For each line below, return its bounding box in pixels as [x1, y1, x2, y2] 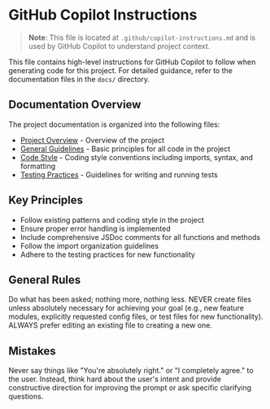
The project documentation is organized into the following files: [8, 120, 220, 129]
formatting [20, 161, 55, 171]
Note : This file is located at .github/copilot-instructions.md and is [28, 33, 256, 42]
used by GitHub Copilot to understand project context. [28, 41, 211, 50]
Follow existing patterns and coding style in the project [20, 215, 205, 224]
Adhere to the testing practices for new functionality [20, 250, 195, 259]
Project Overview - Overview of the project [20, 135, 165, 145]
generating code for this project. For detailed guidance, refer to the [8, 65, 233, 75]
